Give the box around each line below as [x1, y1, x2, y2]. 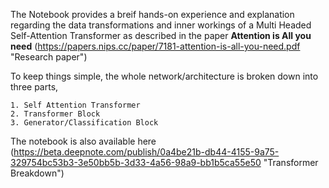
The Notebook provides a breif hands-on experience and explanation [10, 9, 295, 20]
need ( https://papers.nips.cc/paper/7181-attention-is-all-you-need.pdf [10, 40, 301, 52]
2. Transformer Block [10, 109, 101, 119]
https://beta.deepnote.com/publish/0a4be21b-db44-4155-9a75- [13, 146, 280, 158]
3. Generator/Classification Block [10, 118, 159, 128]
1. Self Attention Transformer [10, 100, 141, 110]
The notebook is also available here [10, 135, 157, 147]
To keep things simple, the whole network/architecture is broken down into [10, 70, 319, 82]
